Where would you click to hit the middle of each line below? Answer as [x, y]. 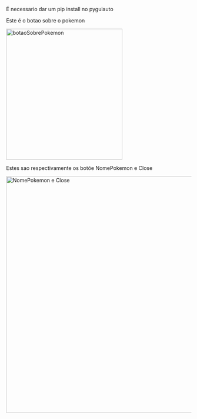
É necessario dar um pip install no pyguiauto [60, 9]
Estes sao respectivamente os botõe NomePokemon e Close [79, 168]
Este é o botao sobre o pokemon [46, 20]
